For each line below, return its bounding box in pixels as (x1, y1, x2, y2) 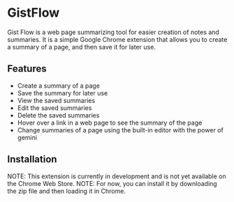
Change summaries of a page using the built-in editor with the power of (17, 125, 224, 134)
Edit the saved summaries (17, 103, 92, 112)
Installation (7, 153, 57, 165)
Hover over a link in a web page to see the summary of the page (17, 118, 203, 127)
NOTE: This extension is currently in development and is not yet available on (7, 172, 227, 180)
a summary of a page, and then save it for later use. (7, 42, 156, 51)
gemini (17, 133, 37, 141)
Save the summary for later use (17, 88, 108, 97)
